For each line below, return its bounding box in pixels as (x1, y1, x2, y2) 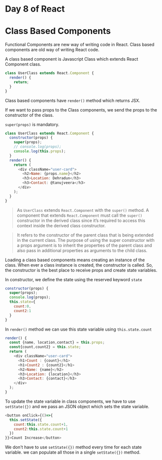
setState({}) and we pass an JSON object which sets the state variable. (5, 403, 149, 409)
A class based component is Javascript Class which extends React (5, 56, 138, 62)
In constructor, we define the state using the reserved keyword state (5, 276, 143, 282)
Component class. (5, 62, 42, 67)
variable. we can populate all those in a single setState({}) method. (5, 449, 141, 455)
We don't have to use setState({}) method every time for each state (5, 444, 142, 450)
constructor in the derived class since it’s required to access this (16, 217, 146, 223)
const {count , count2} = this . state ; (9, 345, 81, 349)
